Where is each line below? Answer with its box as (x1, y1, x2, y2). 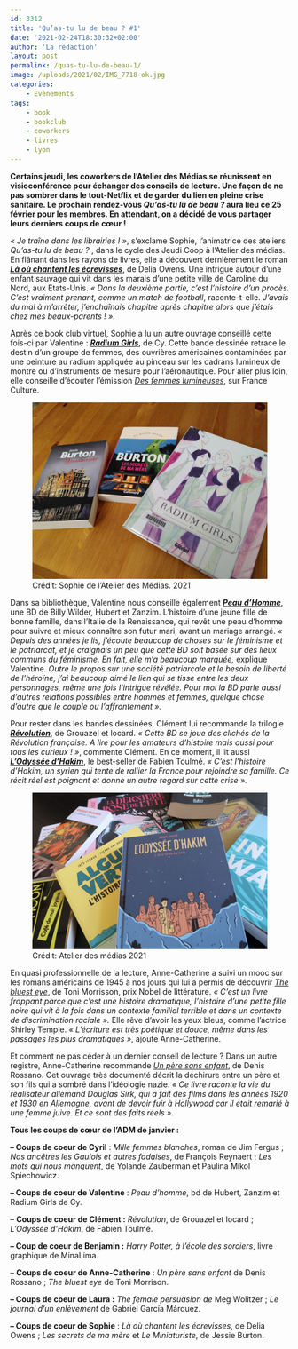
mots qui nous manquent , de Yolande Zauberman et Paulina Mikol (10, 1161, 251, 1171)
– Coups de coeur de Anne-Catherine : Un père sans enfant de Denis (10, 1267, 266, 1278)
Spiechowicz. (10, 1170, 59, 1181)
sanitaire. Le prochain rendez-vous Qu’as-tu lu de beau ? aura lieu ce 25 (10, 199, 282, 210)
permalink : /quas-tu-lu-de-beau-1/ (10, 61, 142, 70)
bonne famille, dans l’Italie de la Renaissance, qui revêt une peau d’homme (10, 615, 283, 626)
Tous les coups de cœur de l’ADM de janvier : (10, 1124, 180, 1136)
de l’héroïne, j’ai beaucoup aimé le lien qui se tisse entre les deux (10, 672, 249, 683)
